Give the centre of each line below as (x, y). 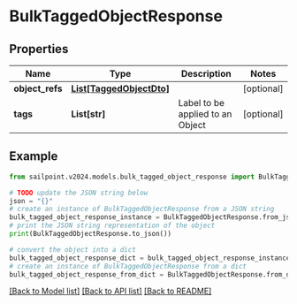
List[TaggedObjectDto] (120, 88)
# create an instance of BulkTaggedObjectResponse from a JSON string (142, 209)
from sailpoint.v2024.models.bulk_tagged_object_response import (132, 177)
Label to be (202, 103)
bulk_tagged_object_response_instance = (85, 217)
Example (34, 156)
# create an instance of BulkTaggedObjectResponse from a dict (128, 266)
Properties (39, 49)
